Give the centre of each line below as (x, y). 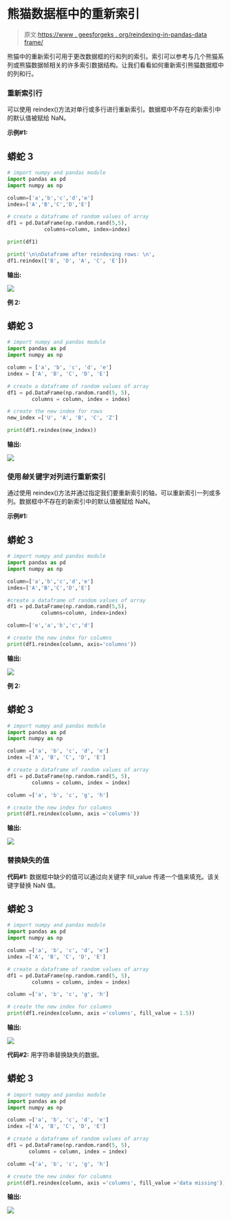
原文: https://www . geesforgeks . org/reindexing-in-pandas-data (115, 34)
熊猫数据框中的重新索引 (74, 14)
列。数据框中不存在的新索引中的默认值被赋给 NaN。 (80, 501)
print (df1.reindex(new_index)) (52, 431)
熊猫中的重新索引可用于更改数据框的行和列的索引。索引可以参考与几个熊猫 (112, 56)
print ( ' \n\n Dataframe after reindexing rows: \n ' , (81, 254)
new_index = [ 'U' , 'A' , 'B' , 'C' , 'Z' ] (63, 418)
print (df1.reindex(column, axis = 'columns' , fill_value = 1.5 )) (101, 1013)
